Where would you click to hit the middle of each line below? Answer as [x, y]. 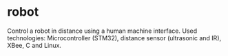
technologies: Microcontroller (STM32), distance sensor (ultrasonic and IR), [114, 38]
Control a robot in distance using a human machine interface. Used [102, 31]
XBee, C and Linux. [34, 45]
